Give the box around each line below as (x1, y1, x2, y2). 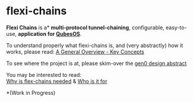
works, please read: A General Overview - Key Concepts (6, 48, 144, 55)
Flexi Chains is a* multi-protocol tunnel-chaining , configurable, (6, 24, 164, 31)
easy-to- (165, 24, 187, 31)
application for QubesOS (17, 30, 80, 37)
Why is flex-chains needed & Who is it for (6, 78, 107, 85)
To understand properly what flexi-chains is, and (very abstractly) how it (6, 42, 183, 49)
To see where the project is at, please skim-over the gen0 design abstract (6, 60, 187, 67)
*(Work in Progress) (6, 89, 56, 96)
